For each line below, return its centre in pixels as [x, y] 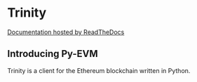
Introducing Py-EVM [53, 54]
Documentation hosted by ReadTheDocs [66, 32]
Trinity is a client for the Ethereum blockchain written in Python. [99, 70]
